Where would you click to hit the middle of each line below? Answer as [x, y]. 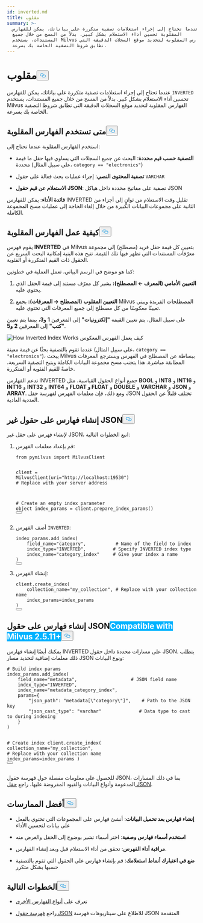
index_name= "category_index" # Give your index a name [102, 555]
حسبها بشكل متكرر [37, 867]
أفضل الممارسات [36, 804]
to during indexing [31, 716]
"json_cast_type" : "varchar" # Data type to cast [109, 711]
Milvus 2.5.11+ [34, 637]
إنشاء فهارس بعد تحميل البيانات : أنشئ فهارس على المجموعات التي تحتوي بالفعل [105, 819]
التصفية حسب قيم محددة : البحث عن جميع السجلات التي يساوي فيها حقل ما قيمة [105, 158]
